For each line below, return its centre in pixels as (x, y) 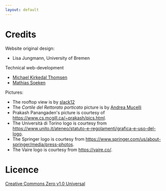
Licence (22, 170)
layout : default (22, 10)
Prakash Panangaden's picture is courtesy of (59, 112)
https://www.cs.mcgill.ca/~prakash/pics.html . (59, 118)
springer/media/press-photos (43, 144)
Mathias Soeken (29, 82)
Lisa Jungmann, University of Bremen (51, 58)
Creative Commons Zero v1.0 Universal (45, 184)
